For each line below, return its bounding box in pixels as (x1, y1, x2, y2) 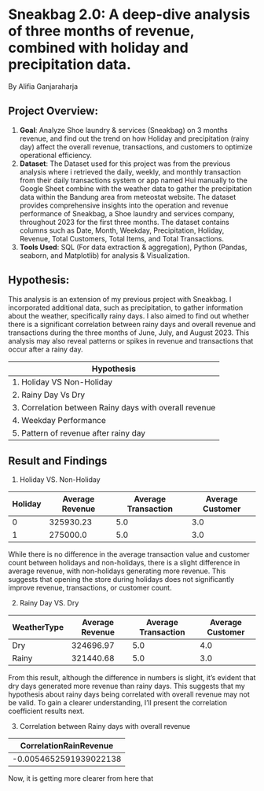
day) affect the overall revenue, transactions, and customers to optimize (19, 142, 253, 151)
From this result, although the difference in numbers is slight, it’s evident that (8, 673, 256, 682)
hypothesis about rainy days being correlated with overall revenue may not (8, 690, 250, 699)
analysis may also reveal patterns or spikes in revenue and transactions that (8, 336, 254, 345)
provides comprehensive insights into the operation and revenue (19, 201, 229, 210)
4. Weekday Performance (12, 414, 106, 425)
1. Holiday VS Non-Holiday (12, 376, 112, 387)
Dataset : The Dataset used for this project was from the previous (19, 159, 231, 168)
